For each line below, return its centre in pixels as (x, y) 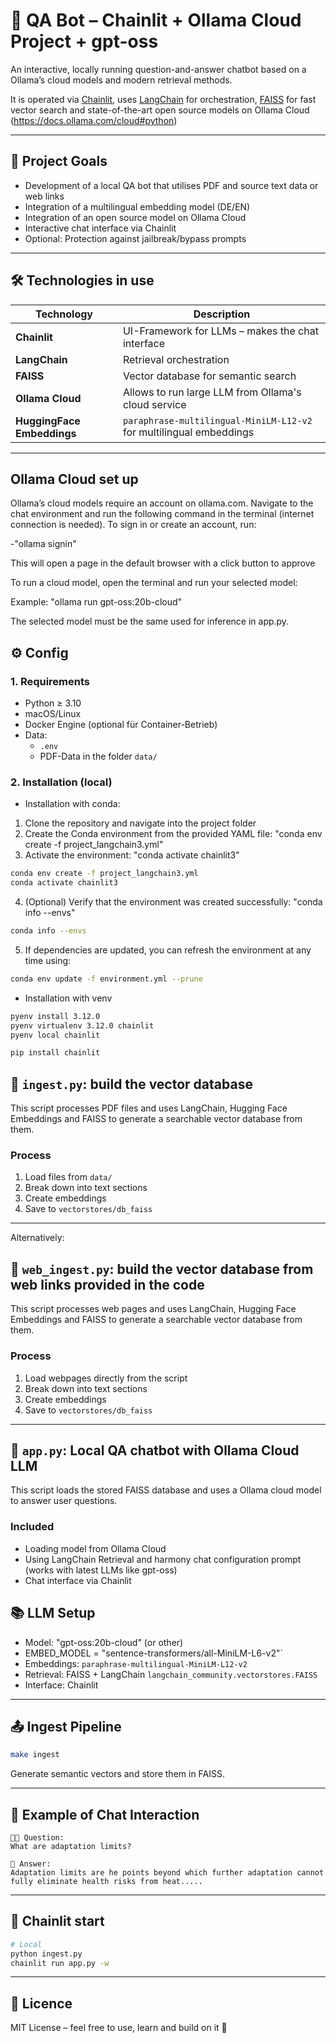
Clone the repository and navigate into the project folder (140, 823)
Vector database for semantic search (209, 376)
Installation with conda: (72, 804)
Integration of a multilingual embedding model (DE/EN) (137, 206)
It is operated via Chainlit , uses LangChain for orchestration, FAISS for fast (163, 99)
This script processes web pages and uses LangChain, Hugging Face (153, 1309)
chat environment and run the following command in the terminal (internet (162, 514)
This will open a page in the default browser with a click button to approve (163, 563)
